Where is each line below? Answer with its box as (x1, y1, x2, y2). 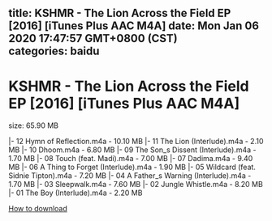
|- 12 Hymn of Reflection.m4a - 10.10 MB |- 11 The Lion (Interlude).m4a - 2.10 (8, 137, 264, 147)
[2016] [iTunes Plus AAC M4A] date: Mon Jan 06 (8, 19, 260, 33)
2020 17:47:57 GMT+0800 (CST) (8, 32, 178, 45)
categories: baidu (8, 45, 100, 58)
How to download (8, 204, 67, 214)
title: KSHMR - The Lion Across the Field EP (8, 6, 231, 20)
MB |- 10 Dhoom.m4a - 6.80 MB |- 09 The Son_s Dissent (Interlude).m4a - (8, 145, 257, 155)
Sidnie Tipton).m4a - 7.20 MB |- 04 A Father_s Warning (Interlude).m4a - (8, 171, 252, 181)
